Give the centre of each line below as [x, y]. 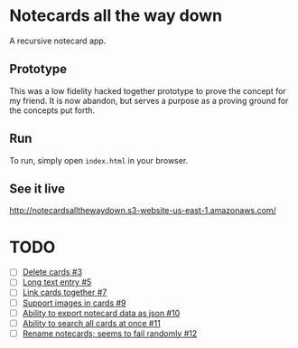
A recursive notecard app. [58, 41]
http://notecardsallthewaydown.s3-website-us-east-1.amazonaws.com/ [143, 211]
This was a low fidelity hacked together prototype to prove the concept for [148, 90]
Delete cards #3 [52, 272]
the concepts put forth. [52, 110]
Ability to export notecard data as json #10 [101, 313]
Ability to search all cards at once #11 [91, 323]
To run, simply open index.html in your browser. [99, 160]
